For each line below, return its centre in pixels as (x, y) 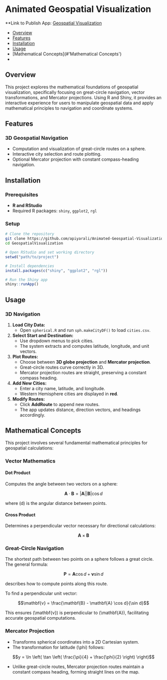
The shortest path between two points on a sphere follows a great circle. (80, 559)
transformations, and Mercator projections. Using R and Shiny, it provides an (83, 97)
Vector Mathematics (30, 461)
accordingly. (33, 415)
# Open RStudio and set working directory (50, 252)
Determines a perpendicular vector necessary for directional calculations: (81, 526)
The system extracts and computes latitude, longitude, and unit (84, 346)
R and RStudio (27, 206)
